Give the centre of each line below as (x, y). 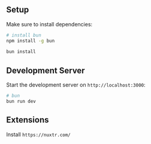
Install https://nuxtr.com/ (38, 134)
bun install (21, 52)
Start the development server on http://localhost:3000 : (76, 85)
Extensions (28, 120)
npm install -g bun (31, 41)
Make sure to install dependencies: (49, 24)
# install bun (24, 35)
